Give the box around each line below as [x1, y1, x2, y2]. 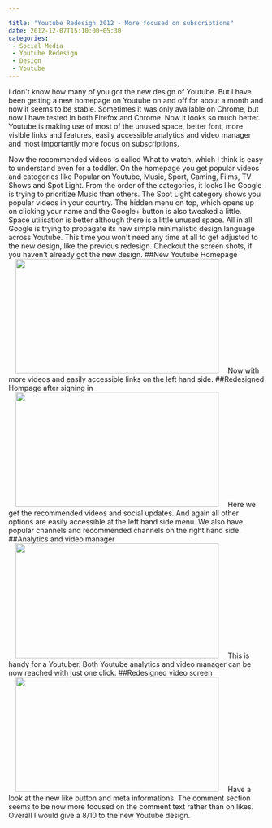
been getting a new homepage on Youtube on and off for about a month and [8, 95, 264, 105]
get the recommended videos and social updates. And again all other [8, 508, 240, 518]
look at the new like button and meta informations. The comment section [8, 793, 251, 803]
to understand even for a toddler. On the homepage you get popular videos [8, 163, 260, 173]
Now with [227, 366, 260, 375]
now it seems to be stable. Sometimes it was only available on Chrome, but [8, 103, 259, 114]
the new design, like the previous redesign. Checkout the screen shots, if [8, 241, 253, 251]
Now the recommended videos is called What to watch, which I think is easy [8, 154, 264, 164]
